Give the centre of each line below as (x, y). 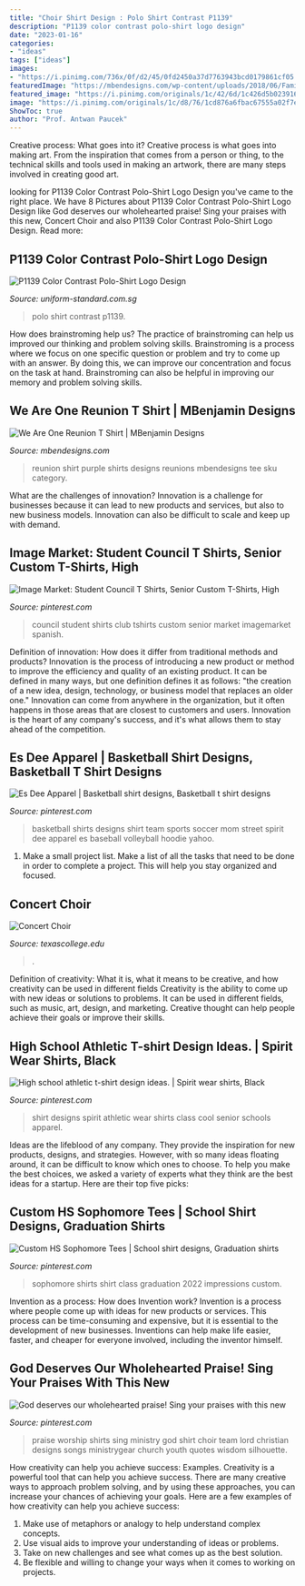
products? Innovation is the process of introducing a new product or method (152, 662)
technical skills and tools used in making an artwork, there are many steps (148, 165)
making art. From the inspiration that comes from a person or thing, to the (147, 155)
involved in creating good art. (64, 175)
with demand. (35, 524)
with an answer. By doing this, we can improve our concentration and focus (151, 363)
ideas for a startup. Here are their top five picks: (99, 1183)
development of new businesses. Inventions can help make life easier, (140, 1330)
